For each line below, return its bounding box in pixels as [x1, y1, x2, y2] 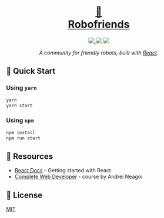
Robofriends [68, 18, 130, 31]
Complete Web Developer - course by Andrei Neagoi [14, 173, 143, 180]
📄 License [6, 190, 43, 200]
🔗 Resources [6, 151, 53, 161]
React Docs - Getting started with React [14, 167, 112, 174]
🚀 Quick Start [6, 66, 56, 76]
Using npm [6, 117, 34, 125]
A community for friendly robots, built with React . [39, 49, 159, 56]
